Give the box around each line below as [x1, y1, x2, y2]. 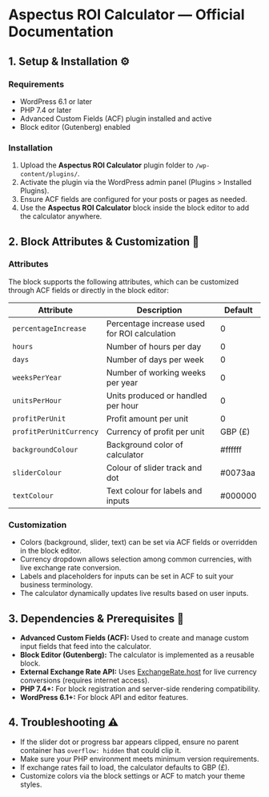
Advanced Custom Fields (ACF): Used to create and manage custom [19, 633, 250, 642]
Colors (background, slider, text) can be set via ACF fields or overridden [19, 537, 258, 547]
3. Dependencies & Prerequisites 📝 [8, 611, 184, 626]
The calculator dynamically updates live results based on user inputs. [19, 589, 249, 598]
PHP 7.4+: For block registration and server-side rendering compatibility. [19, 683, 260, 694]
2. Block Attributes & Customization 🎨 [8, 235, 200, 248]
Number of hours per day [106, 340, 202, 352]
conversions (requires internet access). [19, 675, 150, 685]
